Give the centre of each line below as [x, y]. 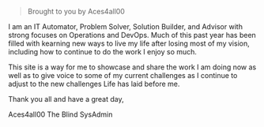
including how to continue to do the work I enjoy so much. [103, 52]
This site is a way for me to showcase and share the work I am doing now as [132, 67]
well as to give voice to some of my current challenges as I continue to [123, 75]
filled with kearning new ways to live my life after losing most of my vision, [129, 43]
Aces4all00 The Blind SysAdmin [60, 114]
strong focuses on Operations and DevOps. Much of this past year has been [132, 35]
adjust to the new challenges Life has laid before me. [94, 84]
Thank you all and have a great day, [66, 99]
